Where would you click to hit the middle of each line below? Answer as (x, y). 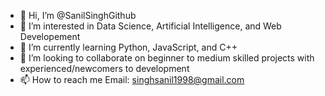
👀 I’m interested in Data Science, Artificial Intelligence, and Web (150, 26)
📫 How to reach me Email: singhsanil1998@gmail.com (132, 79)
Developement (50, 36)
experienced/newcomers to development (104, 68)
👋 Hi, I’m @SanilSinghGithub (78, 15)
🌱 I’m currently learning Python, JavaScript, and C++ (128, 47)
